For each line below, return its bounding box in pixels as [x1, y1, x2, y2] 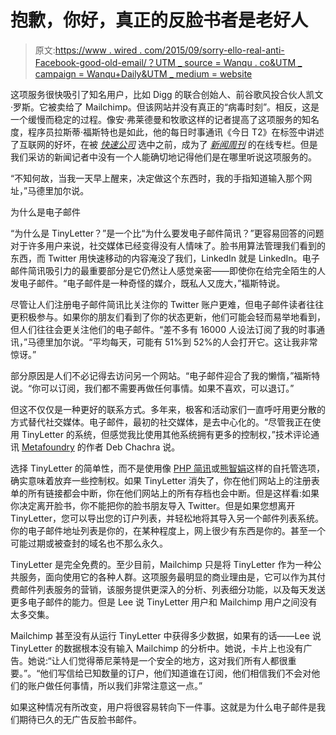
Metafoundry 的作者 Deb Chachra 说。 [21, 441, 181, 453]
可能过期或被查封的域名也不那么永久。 [10, 537, 168, 549]
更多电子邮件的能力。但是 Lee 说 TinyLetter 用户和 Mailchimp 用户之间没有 [10, 596, 318, 608]
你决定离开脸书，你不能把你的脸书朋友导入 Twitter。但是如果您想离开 [10, 499, 296, 511]
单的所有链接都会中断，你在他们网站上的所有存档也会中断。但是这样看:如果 [10, 487, 320, 499]
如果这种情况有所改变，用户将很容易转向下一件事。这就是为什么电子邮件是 [10, 701, 317, 713]
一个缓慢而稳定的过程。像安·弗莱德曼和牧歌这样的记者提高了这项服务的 [10, 113, 303, 125]
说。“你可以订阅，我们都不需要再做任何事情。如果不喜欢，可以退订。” [10, 382, 295, 394]
